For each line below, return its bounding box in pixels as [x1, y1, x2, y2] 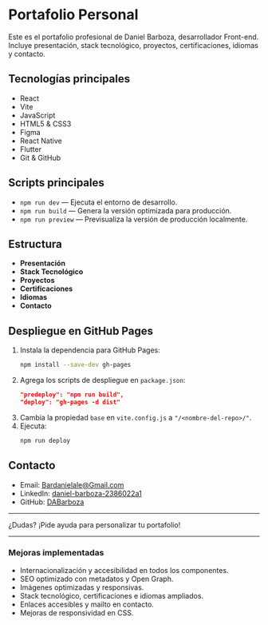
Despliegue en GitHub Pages [8, 324, 154, 337]
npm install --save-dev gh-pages [19, 361, 132, 369]
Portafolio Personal [8, 6, 139, 24]
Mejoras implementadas [8, 547, 104, 559]
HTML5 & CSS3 [19, 118, 72, 129]
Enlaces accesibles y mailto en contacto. [19, 599, 154, 609]
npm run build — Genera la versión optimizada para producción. [19, 205, 232, 215]
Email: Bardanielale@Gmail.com [19, 480, 124, 489]
